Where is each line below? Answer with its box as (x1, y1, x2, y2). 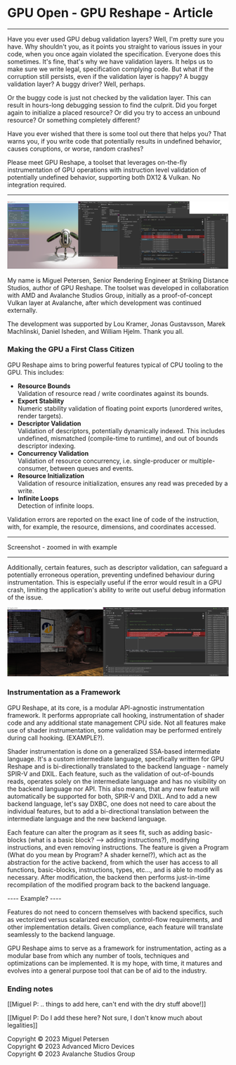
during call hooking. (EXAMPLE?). (7, 733, 105, 742)
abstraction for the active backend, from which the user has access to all (7, 858, 218, 866)
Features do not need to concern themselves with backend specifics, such (7, 907, 223, 916)
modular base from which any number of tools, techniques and (7, 951, 190, 959)
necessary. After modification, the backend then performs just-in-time (7, 873, 211, 881)
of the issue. (7, 593, 44, 602)
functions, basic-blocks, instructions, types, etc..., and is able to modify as (7, 865, 223, 874)
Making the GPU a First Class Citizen (7, 344, 135, 354)
